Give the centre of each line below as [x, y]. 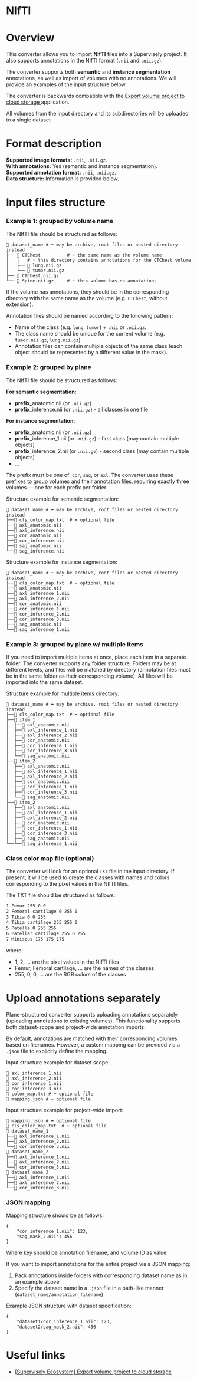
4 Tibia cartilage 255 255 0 [42, 923]
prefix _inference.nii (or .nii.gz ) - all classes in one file [81, 409]
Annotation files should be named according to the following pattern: [90, 315]
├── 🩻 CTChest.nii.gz [33, 275]
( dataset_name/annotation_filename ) [59, 1294]
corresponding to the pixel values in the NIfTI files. [68, 884]
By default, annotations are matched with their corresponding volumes [92, 1038]
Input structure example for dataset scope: [58, 1062]
